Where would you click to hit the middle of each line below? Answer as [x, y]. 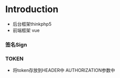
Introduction [32, 9]
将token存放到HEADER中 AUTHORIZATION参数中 [64, 70]
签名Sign [16, 45]
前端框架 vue [26, 30]
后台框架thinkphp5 [32, 24]
